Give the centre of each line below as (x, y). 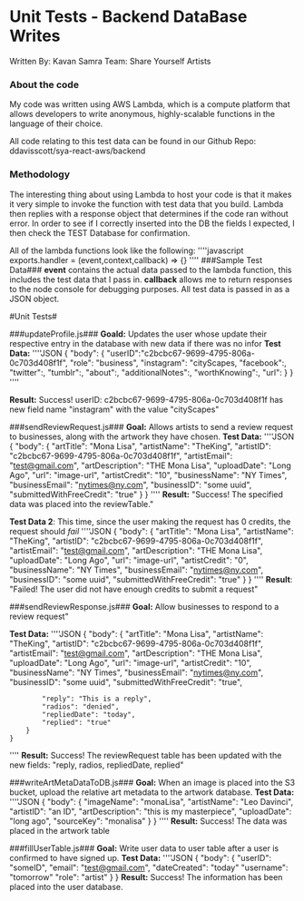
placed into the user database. (67, 886)
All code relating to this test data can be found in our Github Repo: (133, 142)
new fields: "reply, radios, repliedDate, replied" (97, 765)
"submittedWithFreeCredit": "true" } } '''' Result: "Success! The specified (147, 494)
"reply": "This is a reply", (97, 699)
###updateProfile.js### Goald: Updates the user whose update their (138, 334)
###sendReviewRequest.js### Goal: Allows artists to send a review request (151, 426)
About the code (44, 84)
